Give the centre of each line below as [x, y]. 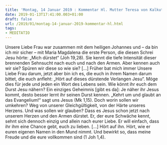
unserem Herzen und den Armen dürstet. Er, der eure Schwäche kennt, [78, 116]
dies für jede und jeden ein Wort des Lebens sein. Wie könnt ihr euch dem [81, 84]
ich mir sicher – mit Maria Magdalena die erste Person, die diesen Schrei [79, 52]
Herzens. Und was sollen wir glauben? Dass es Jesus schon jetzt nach [78, 111]
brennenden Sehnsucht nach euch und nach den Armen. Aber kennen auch [83, 63]
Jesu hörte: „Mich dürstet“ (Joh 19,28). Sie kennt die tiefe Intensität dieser [81, 58]
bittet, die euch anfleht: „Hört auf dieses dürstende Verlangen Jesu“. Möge [82, 79]
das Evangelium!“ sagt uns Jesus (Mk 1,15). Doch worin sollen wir [72, 100]
